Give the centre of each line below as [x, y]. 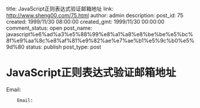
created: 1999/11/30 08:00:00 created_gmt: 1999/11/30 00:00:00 [85, 22]
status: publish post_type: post [64, 47]
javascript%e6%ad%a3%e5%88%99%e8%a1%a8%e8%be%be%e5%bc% [100, 34]
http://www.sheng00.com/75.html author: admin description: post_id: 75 [95, 15]
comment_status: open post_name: [49, 28]
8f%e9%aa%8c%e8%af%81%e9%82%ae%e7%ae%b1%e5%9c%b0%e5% [100, 41]
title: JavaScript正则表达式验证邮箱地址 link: [60, 9]
